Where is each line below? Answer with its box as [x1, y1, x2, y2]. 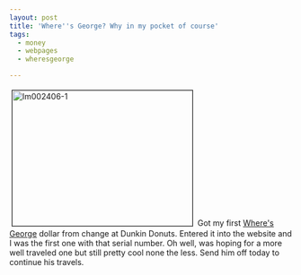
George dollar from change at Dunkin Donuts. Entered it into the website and [9, 228, 292, 238]
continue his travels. [9, 257, 84, 267]
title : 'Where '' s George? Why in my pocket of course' [9, 21, 219, 30]
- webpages [17, 47, 58, 56]
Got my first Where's [197, 218, 274, 228]
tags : [9, 30, 30, 39]
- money [17, 38, 47, 47]
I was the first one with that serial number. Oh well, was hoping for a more [9, 238, 283, 248]
